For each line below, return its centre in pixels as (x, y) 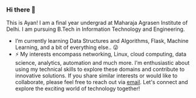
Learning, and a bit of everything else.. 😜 (67, 47)
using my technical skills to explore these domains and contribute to (100, 70)
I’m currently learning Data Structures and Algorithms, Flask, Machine (102, 41)
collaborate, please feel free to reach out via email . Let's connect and (102, 82)
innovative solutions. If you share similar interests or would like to (96, 76)
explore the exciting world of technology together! (77, 89)
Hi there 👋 (21, 10)
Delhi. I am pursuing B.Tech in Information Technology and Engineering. (96, 29)
